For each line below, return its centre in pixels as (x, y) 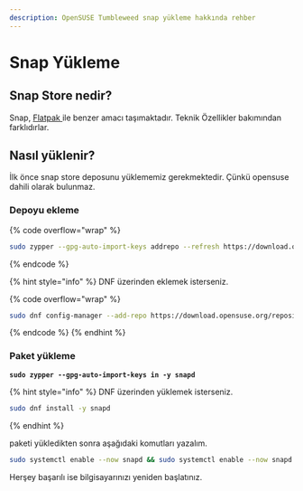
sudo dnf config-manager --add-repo (78, 316)
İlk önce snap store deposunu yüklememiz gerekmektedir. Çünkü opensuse (149, 177)
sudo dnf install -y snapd (60, 408)
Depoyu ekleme (44, 211)
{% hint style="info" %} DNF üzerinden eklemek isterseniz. (119, 281)
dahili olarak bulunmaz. (52, 187)
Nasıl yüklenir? (52, 156)
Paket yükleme (42, 356)
